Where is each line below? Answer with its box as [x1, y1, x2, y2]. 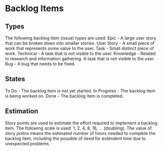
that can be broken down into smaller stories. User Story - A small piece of [5, 40, 155, 46]
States [5, 75, 25, 83]
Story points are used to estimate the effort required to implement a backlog [5, 120, 158, 126]
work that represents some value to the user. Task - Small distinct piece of [5, 46, 154, 51]
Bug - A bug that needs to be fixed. [5, 61, 76, 67]
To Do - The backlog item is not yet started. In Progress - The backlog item [5, 88, 156, 94]
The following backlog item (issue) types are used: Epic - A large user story [5, 35, 157, 41]
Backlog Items [5, 3, 64, 14]
